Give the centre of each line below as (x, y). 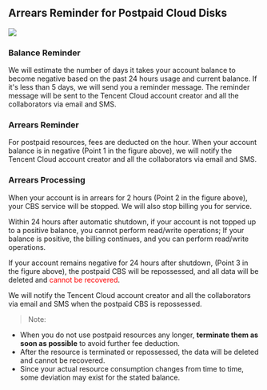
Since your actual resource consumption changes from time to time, (132, 368)
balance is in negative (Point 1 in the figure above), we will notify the (120, 151)
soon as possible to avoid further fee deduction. (100, 343)
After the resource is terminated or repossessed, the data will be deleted (139, 352)
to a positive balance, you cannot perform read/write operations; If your (126, 230)
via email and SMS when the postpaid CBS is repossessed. (105, 304)
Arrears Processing (47, 180)
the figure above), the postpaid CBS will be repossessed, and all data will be (133, 271)
